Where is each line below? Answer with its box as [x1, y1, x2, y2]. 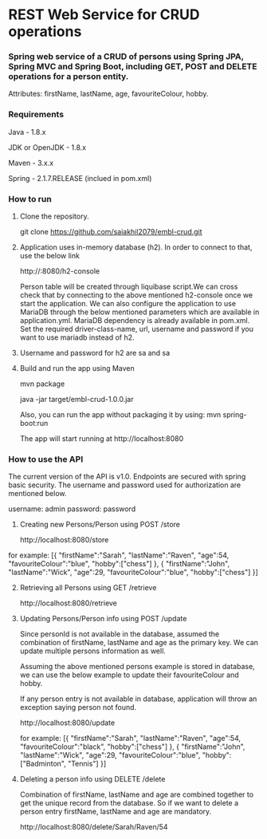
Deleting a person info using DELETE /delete [19, 774, 166, 784]
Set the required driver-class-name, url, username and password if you [19, 325, 253, 334]
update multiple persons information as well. [19, 646, 166, 656]
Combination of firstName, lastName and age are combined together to [19, 790, 253, 799]
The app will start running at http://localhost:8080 [19, 434, 184, 443]
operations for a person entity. [8, 71, 129, 82]
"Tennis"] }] [67, 759, 106, 769]
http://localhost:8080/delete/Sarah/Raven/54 [19, 822, 169, 832]
